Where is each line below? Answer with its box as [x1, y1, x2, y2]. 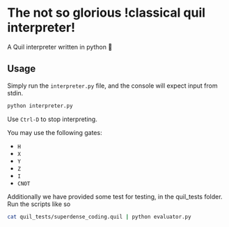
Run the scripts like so [7, 200, 71, 208]
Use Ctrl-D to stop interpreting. [7, 115, 97, 123]
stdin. [7, 88, 24, 97]
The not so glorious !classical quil [7, 5, 206, 21]
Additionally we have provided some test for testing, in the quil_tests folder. [7, 192, 223, 201]
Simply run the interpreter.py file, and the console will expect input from [7, 81, 218, 90]
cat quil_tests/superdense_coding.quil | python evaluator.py [7, 213, 191, 220]
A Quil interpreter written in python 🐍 [7, 42, 113, 51]
